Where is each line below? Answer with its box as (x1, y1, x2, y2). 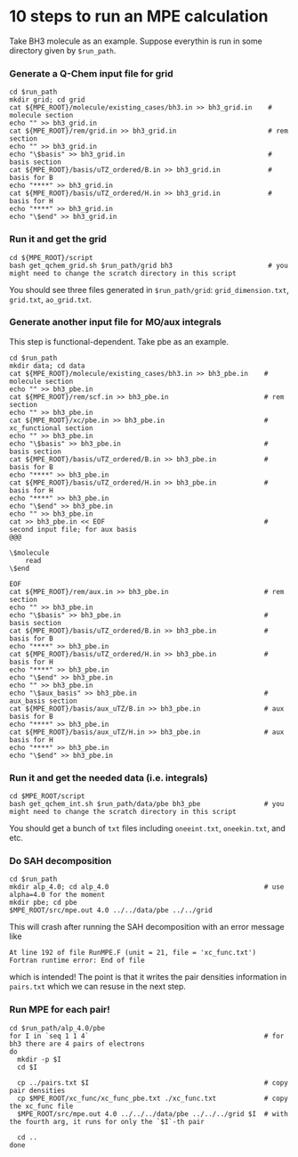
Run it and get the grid (9, 233, 107, 246)
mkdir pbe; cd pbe (9, 898, 77, 908)
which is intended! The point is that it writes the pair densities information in (9, 972, 287, 982)
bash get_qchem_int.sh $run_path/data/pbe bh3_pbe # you (9, 800, 285, 809)
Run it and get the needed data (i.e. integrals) (9, 771, 208, 784)
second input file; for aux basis (9, 525, 138, 534)
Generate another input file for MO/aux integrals (9, 316, 222, 329)
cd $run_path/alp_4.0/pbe (9, 1023, 105, 1032)
